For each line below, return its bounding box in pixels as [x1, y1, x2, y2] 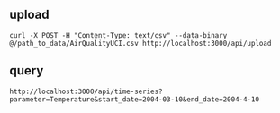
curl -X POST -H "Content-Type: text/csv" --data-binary [9, 30, 228, 39]
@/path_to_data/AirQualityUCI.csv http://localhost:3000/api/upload [9, 39, 272, 48]
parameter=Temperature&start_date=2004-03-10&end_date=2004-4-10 [9, 94, 259, 104]
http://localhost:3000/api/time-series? [9, 87, 164, 96]
